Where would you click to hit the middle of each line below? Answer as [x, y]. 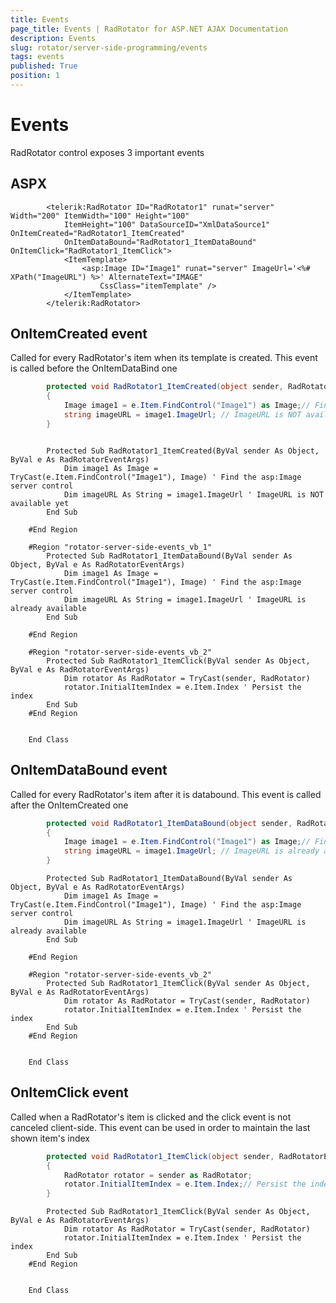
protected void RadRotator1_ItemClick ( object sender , [160, 1156]
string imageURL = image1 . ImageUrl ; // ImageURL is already [191, 851]
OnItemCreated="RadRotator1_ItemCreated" [98, 233]
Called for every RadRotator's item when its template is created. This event [164, 358]
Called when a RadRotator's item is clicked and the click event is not [151, 1117]
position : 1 [35, 76]
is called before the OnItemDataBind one [94, 368]
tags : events [37, 57]
